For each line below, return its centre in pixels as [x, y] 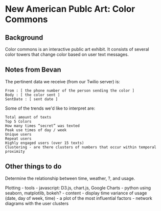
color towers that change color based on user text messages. [67, 54]
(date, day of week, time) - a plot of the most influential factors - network [79, 198]
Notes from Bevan [33, 70]
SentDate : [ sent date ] [31, 99]
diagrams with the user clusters [37, 203]
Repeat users [18, 139]
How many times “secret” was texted [42, 126]
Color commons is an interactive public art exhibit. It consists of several [77, 49]
